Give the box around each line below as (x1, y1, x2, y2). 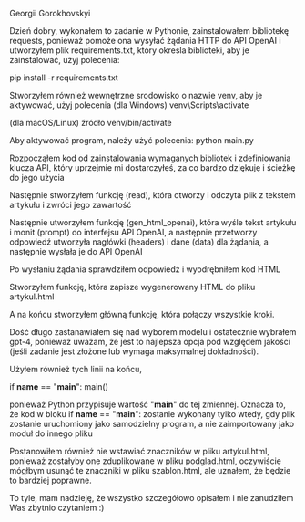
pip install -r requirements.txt (9, 72, 118, 83)
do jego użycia (9, 172, 66, 183)
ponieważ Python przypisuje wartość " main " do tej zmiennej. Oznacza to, (9, 399, 287, 410)
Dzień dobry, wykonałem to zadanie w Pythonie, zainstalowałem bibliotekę (9, 26, 290, 36)
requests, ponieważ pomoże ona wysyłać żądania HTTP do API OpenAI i (9, 36, 281, 46)
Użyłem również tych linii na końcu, (9, 364, 143, 374)
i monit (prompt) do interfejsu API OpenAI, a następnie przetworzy (9, 227, 258, 237)
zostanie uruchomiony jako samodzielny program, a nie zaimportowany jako (9, 419, 294, 429)
